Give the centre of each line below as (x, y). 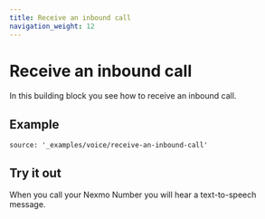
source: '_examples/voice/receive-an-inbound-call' (109, 146)
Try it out (35, 173)
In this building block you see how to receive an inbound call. (123, 96)
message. (28, 205)
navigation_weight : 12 (52, 26)
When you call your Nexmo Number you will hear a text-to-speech (133, 195)
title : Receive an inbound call (70, 18)
